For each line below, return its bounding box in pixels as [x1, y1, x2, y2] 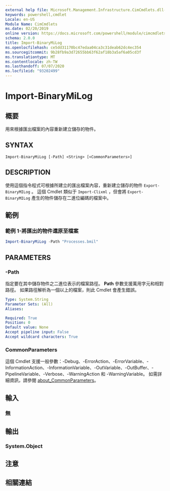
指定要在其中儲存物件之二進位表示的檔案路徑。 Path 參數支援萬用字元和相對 [5, 280, 164, 286]
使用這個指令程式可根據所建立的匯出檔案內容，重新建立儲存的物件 [5, 182, 143, 188]
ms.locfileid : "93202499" [5, 69, 60, 74]
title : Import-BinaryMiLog [5, 40, 62, 46]
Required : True [5, 316, 37, 321]
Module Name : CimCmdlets [5, 21, 58, 27]
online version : [5, 31, 39, 36]
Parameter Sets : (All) [5, 301, 53, 306]
